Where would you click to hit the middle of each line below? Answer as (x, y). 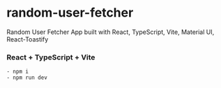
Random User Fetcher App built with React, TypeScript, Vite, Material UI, (110, 32)
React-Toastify (28, 39)
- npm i (18, 72)
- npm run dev (27, 78)
